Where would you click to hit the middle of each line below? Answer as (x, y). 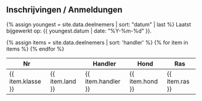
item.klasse (25, 81)
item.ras (178, 81)
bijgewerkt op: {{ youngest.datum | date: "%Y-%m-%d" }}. (79, 31)
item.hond (144, 81)
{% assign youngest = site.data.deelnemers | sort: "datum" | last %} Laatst (99, 24)
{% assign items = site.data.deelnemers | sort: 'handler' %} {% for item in (97, 42)
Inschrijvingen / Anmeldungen (64, 10)
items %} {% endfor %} (35, 49)
